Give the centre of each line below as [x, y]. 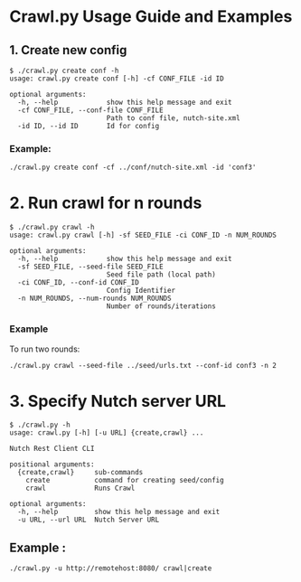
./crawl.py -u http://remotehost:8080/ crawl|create [111, 568]
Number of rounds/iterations [161, 306]
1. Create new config [68, 50]
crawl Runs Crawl [80, 488]
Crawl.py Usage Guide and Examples [151, 17]
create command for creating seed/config [125, 481]
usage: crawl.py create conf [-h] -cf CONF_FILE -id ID [117, 79]
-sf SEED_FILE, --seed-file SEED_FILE [91, 267]
